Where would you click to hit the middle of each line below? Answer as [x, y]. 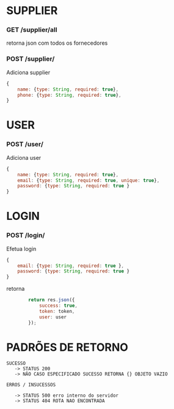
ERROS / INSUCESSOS [31, 385]
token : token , [57, 311]
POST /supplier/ [31, 59]
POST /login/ [26, 235]
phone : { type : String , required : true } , [69, 95]
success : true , [58, 306]
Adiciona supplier [28, 72]
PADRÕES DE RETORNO [67, 347]
